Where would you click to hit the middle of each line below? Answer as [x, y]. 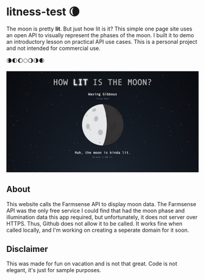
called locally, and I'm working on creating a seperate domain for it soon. [98, 230]
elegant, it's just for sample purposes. [54, 270]
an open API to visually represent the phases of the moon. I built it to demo [100, 35]
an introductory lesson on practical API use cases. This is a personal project [102, 41]
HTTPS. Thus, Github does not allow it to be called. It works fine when [95, 223]
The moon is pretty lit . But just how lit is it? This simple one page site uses [99, 29]
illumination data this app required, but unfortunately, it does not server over [102, 217]
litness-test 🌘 [43, 12]
